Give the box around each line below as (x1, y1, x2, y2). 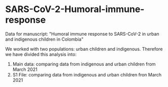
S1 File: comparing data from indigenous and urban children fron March (12, 71, 162, 77)
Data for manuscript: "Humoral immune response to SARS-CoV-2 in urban (5, 31, 159, 37)
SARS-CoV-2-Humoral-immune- (5, 4, 145, 15)
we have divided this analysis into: (5, 51, 77, 57)
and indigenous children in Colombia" (5, 36, 83, 42)
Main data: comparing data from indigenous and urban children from (12, 61, 156, 67)
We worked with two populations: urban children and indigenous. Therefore (5, 46, 163, 52)
